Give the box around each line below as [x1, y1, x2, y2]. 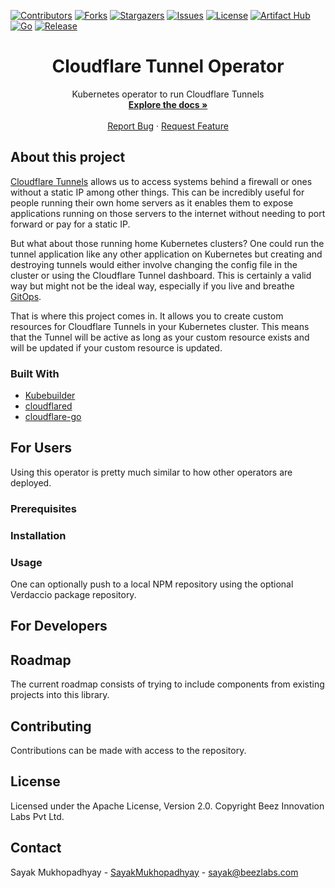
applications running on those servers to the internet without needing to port [10, 207, 326, 219]
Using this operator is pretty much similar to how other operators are [10, 466, 293, 478]
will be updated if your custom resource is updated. [10, 341, 223, 354]
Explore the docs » [128, 98, 208, 110]
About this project [10, 149, 126, 166]
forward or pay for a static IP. [10, 218, 131, 230]
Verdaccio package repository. [10, 589, 137, 600]
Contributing [10, 718, 92, 735]
